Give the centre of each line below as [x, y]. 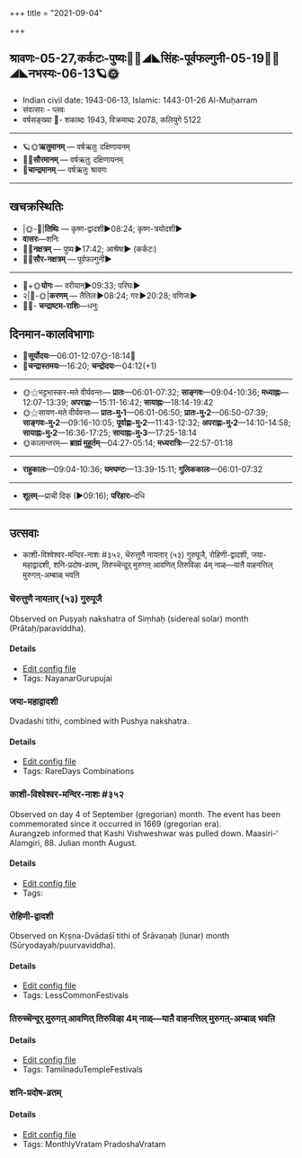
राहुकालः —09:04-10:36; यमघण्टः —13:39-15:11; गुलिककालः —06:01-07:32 [142, 469]
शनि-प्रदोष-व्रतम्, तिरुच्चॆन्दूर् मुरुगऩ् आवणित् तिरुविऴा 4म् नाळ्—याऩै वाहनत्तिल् [163, 565]
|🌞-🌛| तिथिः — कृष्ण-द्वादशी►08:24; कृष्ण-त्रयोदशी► [102, 228]
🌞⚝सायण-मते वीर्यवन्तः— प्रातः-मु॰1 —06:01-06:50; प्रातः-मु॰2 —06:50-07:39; [145, 413]
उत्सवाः [24, 533]
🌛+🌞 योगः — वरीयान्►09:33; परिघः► [81, 285]
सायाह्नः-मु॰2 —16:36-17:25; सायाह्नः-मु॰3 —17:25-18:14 [110, 433]
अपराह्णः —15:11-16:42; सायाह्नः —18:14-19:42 [142, 403]
